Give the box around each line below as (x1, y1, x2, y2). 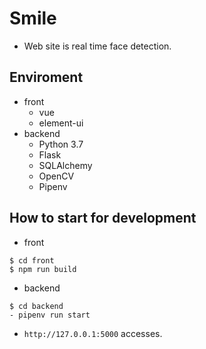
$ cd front (9, 255, 55, 266)
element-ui (38, 117, 84, 129)
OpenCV (38, 170, 75, 182)
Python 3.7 (38, 138, 84, 150)
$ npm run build (9, 264, 77, 274)
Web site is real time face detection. (23, 40, 172, 52)
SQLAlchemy (38, 159, 93, 171)
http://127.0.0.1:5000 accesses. (23, 327, 163, 339)
